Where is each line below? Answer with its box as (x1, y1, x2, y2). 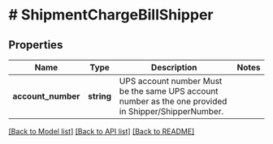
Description (150, 62, 197, 73)
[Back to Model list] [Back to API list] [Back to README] (8, 127, 195, 136)
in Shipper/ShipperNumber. (119, 106, 224, 116)
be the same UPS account (119, 86, 219, 96)
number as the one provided (119, 95, 227, 107)
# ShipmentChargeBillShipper (8, 6, 214, 24)
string (88, 91, 112, 102)
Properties (8, 38, 63, 52)
